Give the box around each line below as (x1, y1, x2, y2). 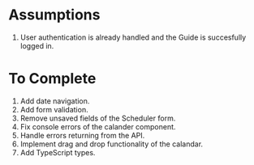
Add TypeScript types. (19, 147, 96, 157)
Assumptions (8, 6, 101, 24)
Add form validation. (19, 104, 88, 114)
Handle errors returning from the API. (19, 130, 145, 140)
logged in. (19, 40, 54, 50)
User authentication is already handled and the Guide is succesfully (19, 32, 247, 42)
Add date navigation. (19, 95, 90, 106)
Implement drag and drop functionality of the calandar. (19, 139, 204, 149)
